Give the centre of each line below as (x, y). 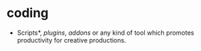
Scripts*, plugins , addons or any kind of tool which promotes (105, 33)
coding (28, 13)
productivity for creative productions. (71, 40)
